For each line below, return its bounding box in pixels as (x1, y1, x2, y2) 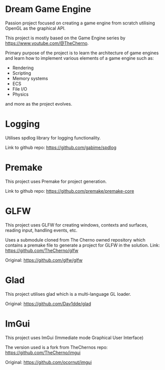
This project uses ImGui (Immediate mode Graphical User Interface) (5, 335, 144, 341)
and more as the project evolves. (5, 101, 73, 107)
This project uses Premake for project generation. (5, 178, 107, 184)
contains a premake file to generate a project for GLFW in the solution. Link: (5, 242, 160, 248)
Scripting (12, 70, 31, 76)
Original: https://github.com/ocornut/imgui (5, 359, 92, 365)
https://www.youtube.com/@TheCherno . (5, 40, 89, 46)
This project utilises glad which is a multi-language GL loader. (5, 291, 131, 297)
